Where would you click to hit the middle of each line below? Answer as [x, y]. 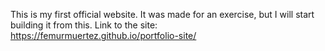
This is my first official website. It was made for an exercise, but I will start [162, 14]
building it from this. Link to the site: [84, 25]
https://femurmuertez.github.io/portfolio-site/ [103, 35]
